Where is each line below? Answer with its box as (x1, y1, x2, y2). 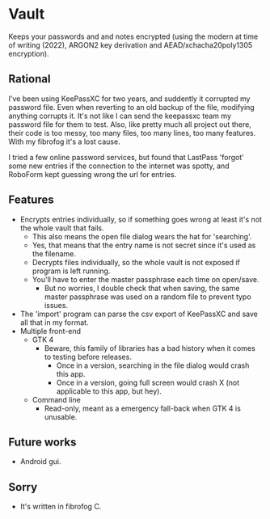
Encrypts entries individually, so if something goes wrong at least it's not (19, 214, 263, 224)
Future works (8, 435, 77, 449)
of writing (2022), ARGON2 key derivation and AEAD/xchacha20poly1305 (8, 40, 253, 49)
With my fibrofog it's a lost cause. (8, 137, 120, 146)
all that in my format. (19, 317, 89, 327)
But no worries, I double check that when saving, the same (44, 283, 240, 293)
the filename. (32, 248, 77, 259)
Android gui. (19, 457, 61, 466)
